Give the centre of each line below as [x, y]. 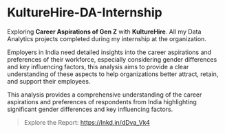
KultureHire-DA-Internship [85, 13]
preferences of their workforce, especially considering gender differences [112, 59]
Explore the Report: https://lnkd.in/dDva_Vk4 [87, 122]
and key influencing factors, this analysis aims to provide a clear [98, 66]
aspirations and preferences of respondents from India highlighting [102, 101]
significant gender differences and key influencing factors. [90, 109]
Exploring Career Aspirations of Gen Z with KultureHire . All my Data [104, 32]
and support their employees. [49, 81]
